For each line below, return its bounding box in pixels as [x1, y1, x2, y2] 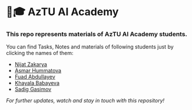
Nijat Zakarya [14, 61, 47, 68]
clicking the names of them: [6, 50, 74, 57]
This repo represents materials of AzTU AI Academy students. [6, 30, 187, 39]
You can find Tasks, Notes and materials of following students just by [6, 43, 174, 50]
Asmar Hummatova [14, 67, 62, 74]
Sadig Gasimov [14, 86, 52, 93]
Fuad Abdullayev [14, 73, 56, 80]
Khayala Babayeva [14, 80, 60, 87]
